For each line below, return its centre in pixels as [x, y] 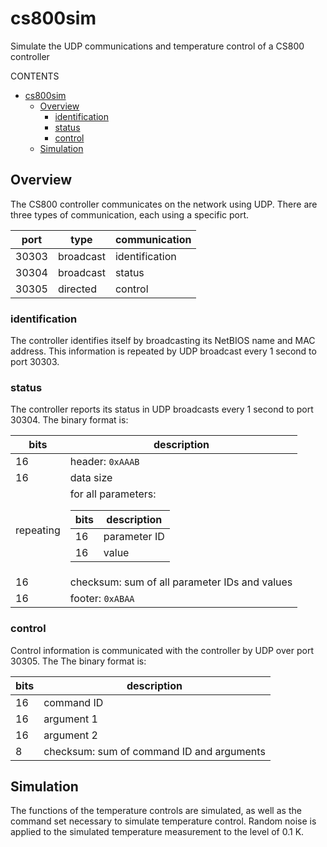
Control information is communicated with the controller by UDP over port [162, 650]
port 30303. [35, 362]
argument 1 [70, 719]
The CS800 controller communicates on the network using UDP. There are [164, 204]
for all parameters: [113, 494]
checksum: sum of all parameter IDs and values [181, 582]
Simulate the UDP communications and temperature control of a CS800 [157, 46]
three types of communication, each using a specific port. [130, 214]
